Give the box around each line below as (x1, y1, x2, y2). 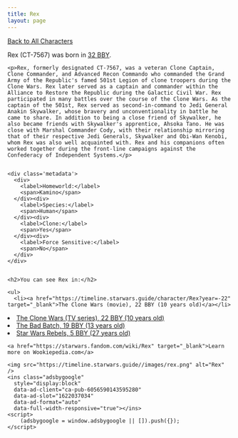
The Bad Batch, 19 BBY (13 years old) (16, 321, 125, 330)
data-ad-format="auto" (14, 398, 81, 406)
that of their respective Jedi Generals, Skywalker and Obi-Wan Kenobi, (7, 132, 228, 140)
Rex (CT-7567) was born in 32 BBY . (7, 51, 112, 59)
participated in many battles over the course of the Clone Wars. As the (7, 95, 232, 103)
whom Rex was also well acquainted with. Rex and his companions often (7, 139, 224, 146)
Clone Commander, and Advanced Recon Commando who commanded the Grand (7, 71, 224, 78)
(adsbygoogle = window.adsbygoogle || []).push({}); (20, 417, 180, 424)
